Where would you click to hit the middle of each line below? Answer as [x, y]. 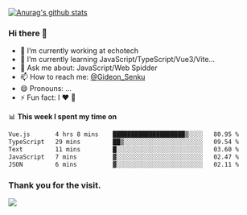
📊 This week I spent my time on [63, 117]
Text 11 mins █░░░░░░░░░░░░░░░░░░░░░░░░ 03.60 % [124, 150]
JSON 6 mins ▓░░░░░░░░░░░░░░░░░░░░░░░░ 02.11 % [124, 164]
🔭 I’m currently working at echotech [79, 51]
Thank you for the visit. [55, 185]
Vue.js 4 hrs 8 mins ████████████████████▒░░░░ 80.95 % [124, 134]
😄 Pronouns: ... [46, 89]
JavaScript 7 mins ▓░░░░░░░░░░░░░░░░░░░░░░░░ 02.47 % [124, 157]
